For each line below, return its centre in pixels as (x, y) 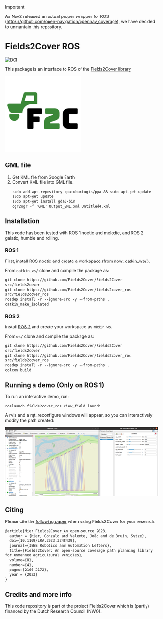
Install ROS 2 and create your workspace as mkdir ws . (59, 327)
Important (15, 7)
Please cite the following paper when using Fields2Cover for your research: (81, 521)
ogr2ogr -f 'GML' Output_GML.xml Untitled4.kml (61, 206)
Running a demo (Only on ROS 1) (55, 385)
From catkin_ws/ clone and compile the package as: (57, 270)
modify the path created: (30, 420)
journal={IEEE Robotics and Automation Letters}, (60, 546)
